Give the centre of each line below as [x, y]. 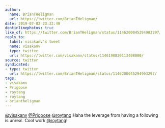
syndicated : [17, 64]
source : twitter [22, 60]
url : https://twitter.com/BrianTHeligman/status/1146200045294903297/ [83, 74]
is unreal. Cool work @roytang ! [36, 121]
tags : [11, 78]
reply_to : [15, 37]
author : [13, 10]
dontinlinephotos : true [29, 28]
